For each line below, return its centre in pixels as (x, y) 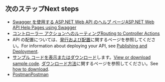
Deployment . (25, 51)
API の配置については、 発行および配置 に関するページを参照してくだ (82, 39)
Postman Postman (30, 74)
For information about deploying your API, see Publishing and (84, 46)
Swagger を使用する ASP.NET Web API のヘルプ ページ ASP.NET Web (83, 22)
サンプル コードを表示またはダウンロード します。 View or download (82, 57)
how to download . (31, 69)
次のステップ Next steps (42, 9)
